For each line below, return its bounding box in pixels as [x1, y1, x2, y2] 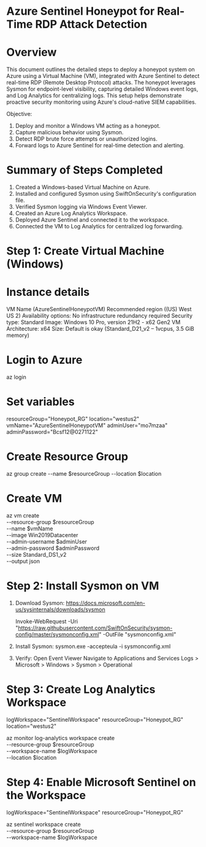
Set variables [6, 395, 75, 409]
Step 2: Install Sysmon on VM [6, 579, 159, 593]
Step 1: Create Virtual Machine [6, 244, 164, 258]
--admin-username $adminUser [6, 538, 88, 545]
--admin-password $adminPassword [6, 544, 100, 552]
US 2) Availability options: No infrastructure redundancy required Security [6, 312, 193, 320]
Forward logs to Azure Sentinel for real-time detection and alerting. [15, 142, 185, 149]
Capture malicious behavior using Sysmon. [15, 129, 124, 136]
